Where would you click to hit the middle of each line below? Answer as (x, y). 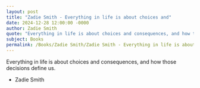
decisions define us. (31, 68)
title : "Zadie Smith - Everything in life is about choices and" (89, 17)
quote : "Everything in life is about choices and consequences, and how (98, 34)
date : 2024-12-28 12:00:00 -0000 (48, 23)
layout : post (22, 12)
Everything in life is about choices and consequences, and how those (91, 62)
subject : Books (25, 39)
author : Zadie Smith (32, 28)
